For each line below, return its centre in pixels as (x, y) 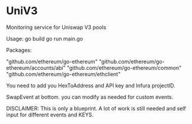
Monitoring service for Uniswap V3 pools (56, 27)
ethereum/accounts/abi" (36, 68)
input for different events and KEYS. (50, 115)
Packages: (19, 50)
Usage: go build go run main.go (44, 38)
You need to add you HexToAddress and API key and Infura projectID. (91, 85)
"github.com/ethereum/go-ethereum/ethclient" (63, 74)
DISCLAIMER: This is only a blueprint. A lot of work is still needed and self (96, 108)
